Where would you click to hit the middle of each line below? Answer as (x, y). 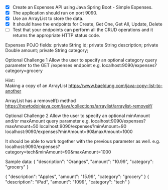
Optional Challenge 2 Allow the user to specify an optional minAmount (78, 116)
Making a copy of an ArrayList (36, 86)
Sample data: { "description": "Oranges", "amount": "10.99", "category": (79, 161)
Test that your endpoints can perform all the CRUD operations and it (83, 30)
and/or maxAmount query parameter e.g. (48, 121)
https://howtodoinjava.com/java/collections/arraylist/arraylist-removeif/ (79, 106)
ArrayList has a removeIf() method (41, 101)
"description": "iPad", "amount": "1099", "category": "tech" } (68, 182)
